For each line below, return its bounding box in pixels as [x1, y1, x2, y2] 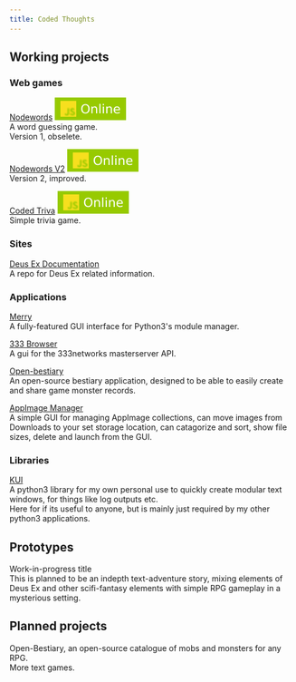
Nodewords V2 [9, 163, 66, 174]
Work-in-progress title [9, 563, 92, 575]
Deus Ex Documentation [9, 258, 100, 269]
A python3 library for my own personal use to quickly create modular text [9, 484, 282, 495]
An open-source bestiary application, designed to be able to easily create [9, 375, 283, 385]
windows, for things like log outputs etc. [9, 494, 158, 505]
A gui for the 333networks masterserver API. [9, 347, 177, 358]
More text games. [9, 662, 75, 673]
